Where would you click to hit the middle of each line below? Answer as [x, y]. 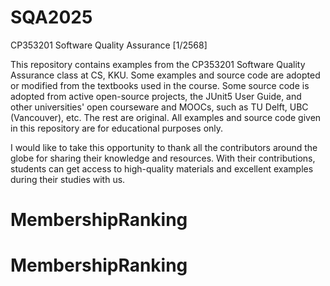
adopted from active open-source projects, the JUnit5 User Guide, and [156, 96]
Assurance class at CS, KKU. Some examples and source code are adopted [165, 75]
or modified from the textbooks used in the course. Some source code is [160, 85]
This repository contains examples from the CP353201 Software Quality [158, 64]
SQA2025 [51, 17]
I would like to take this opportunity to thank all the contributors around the [164, 147]
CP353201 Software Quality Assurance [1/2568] [109, 45]
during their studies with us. [68, 179]
